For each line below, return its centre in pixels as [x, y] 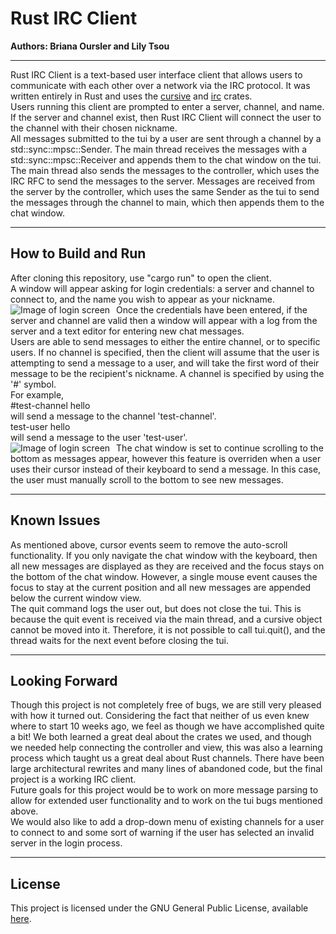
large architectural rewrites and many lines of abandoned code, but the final [166, 769]
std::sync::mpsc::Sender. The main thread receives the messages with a [159, 149]
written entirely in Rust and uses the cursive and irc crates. [131, 96]
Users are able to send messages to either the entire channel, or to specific [165, 341]
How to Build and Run [78, 253]
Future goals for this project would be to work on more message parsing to [164, 790]
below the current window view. [76, 598]
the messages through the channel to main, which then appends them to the [167, 202]
